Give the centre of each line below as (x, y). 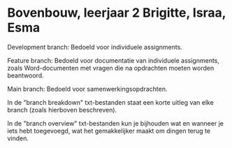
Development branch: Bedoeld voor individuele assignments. (95, 47)
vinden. (18, 138)
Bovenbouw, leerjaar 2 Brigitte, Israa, (117, 13)
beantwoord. (26, 75)
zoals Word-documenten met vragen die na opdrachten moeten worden (111, 68)
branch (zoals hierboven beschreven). (62, 110)
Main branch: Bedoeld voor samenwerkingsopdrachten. (87, 89)
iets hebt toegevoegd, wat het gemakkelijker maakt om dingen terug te (109, 131)
